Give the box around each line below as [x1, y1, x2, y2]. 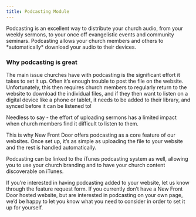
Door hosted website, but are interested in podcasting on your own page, [6, 191, 183, 198]
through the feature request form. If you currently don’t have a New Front [6, 185, 183, 192]
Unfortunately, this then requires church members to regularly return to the [6, 83, 187, 91]
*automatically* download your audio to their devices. [6, 43, 137, 50]
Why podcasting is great [6, 58, 77, 66]
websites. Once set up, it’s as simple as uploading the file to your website [6, 137, 183, 144]
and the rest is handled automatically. [6, 144, 97, 151]
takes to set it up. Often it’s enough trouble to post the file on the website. [6, 77, 184, 84]
